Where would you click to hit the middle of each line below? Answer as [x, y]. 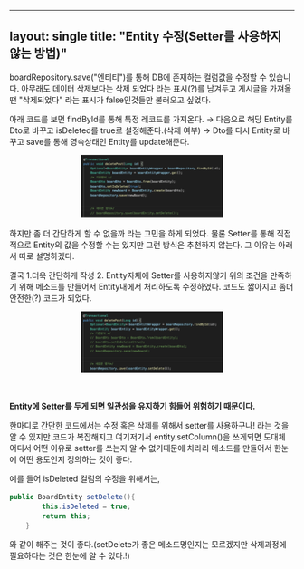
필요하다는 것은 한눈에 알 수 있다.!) [70, 555]
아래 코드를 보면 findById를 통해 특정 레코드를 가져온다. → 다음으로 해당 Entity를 [151, 119]
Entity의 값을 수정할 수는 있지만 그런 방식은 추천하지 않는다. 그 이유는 [155, 245]
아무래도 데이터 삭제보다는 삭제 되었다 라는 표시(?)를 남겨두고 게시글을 [145, 88]
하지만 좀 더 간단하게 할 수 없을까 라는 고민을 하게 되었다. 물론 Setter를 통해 [142, 234]
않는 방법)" [38, 54]
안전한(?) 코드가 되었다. [51, 298]
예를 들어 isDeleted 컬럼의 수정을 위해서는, [85, 479]
